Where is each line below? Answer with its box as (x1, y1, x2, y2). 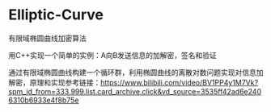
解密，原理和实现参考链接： (8, 77, 101, 87)
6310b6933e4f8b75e (8, 95, 79, 105)
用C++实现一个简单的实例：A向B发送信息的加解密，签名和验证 (8, 50, 217, 60)
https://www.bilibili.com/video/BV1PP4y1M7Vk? (100, 77, 259, 87)
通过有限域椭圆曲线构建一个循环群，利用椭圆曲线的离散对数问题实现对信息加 (8, 67, 264, 77)
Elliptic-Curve (8, 6, 104, 24)
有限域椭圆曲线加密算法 (8, 33, 87, 43)
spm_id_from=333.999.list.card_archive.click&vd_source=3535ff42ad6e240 (8, 86, 261, 96)
